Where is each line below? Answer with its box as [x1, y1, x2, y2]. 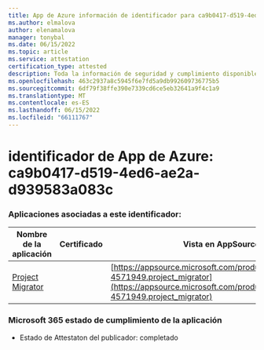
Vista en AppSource [182, 239, 260, 250]
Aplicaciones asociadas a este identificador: [8, 209, 182, 220]
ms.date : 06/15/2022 [8, 41, 76, 49]
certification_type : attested [8, 63, 108, 71]
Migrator [12, 282, 44, 293]
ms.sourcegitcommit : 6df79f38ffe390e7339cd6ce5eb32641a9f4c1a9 [8, 84, 220, 93]
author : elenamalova [8, 26, 76, 34]
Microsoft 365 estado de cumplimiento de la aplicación [8, 315, 222, 326]
